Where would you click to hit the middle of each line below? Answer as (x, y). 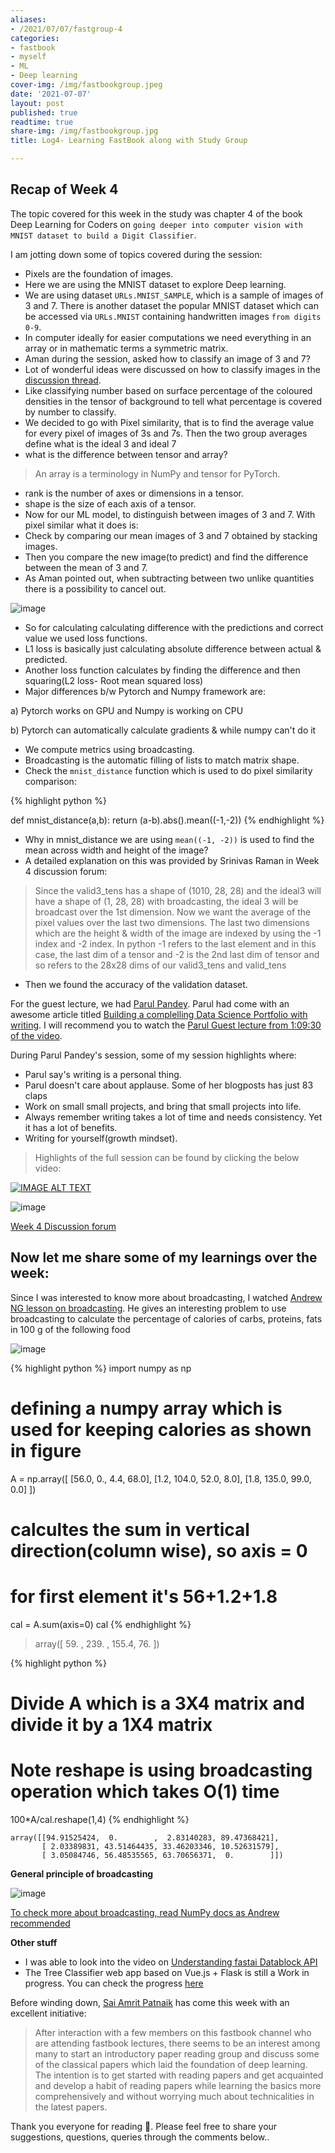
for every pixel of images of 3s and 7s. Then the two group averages (166, 433)
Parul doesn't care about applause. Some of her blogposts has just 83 (169, 1085)
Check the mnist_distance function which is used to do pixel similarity (168, 770)
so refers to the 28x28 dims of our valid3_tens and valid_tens (160, 965)
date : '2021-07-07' (51, 94)
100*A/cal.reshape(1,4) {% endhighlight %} (100, 1819)
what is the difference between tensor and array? (126, 454)
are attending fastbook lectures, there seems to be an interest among (177, 2043)
